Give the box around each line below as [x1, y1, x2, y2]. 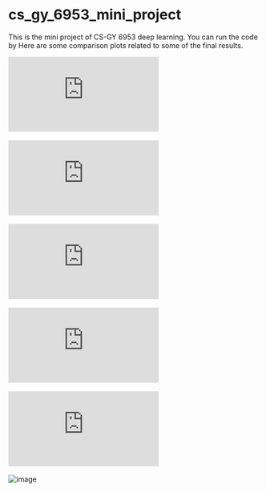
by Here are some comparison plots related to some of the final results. [8, 40, 244, 50]
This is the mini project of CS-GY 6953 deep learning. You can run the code [8, 32, 259, 42]
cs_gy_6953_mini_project [8, 6, 182, 24]
